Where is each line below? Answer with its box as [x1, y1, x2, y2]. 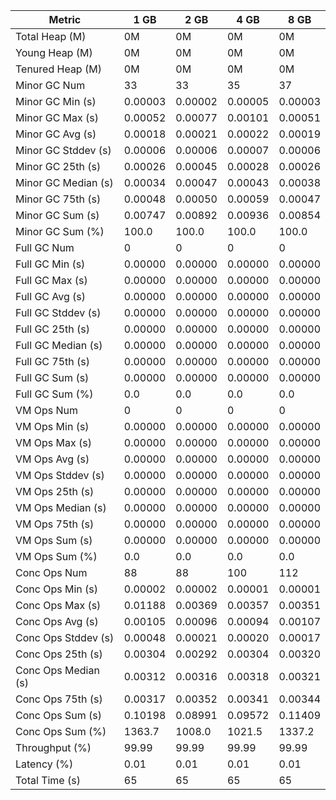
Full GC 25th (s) [15, 322, 91, 336]
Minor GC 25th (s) [15, 160, 102, 173]
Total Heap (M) [15, 30, 87, 43]
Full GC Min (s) [15, 257, 86, 271]
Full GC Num [15, 241, 75, 254]
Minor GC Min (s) [15, 95, 97, 108]
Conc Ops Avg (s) [15, 615, 99, 628]
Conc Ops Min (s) [15, 582, 98, 596]
